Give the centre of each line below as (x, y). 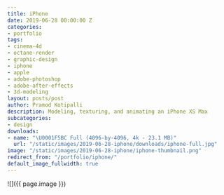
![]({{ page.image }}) (37, 184)
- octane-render (31, 53)
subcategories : (29, 118)
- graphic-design (33, 60)
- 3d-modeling (28, 92)
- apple (19, 72)
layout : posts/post (36, 99)
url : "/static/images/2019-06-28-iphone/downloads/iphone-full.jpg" (115, 144)
